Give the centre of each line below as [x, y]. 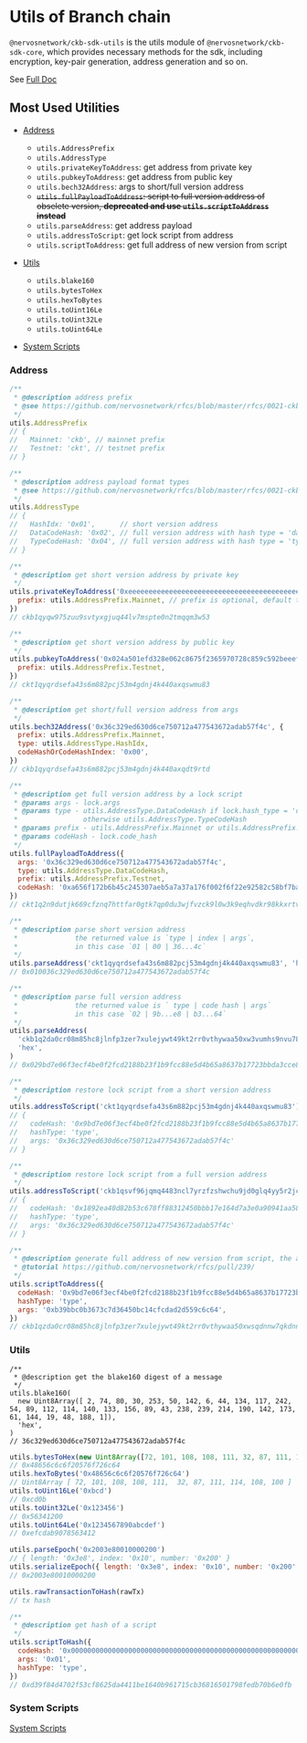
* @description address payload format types [101, 481]
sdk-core [26, 52]
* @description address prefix [73, 397]
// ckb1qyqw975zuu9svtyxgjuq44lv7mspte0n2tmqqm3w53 [110, 617]
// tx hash [30, 1600]
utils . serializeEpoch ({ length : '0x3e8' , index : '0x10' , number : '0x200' [153, 1567]
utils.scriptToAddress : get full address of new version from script [162, 245]
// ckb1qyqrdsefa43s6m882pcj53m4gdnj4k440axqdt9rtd [110, 769]
